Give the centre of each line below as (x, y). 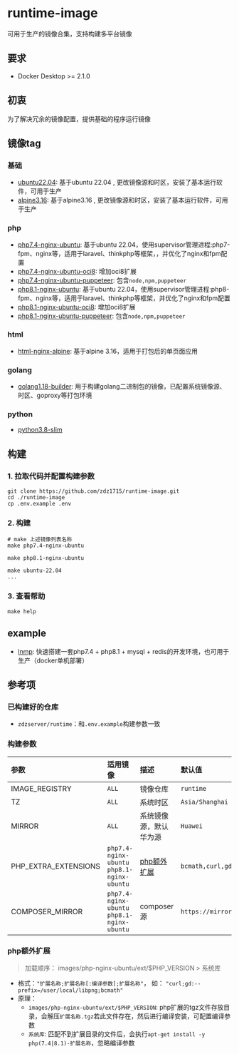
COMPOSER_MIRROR (47, 911)
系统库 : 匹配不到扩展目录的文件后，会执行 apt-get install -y (117, 1034)
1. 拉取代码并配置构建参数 (51, 476)
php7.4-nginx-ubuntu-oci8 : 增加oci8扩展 (77, 271)
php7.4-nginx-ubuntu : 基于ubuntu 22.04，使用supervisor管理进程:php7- (124, 245)
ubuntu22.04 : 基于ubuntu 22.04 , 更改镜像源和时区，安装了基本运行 (117, 183)
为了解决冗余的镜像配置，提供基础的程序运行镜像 (79, 118)
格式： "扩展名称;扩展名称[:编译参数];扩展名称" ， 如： (91, 983)
